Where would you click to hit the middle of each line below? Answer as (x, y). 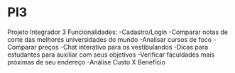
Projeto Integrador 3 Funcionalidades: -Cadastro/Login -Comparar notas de (118, 32)
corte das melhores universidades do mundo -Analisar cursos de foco (109, 39)
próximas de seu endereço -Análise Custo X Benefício (86, 62)
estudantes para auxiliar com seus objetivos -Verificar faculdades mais (111, 55)
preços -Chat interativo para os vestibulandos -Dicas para (123, 47)
